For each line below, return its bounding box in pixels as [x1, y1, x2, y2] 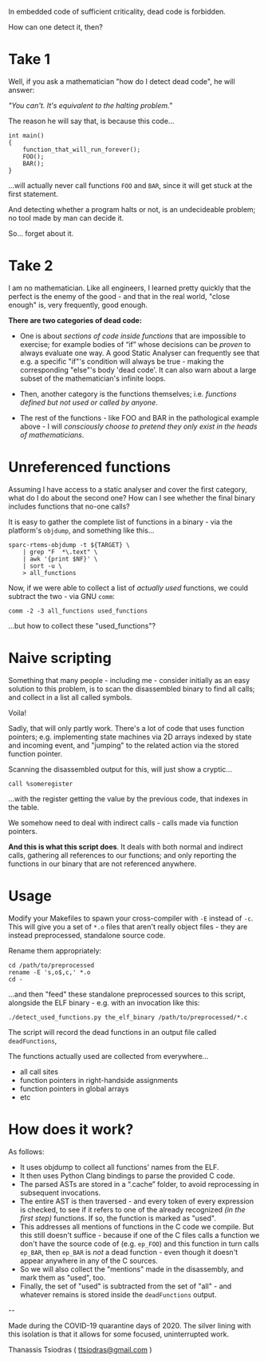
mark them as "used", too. [19, 1272, 106, 1282]
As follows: [8, 1147, 45, 1156]
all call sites [19, 1067, 58, 1076]
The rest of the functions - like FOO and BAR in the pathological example [19, 413, 259, 422]
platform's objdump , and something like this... [8, 525, 155, 535]
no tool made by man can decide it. [8, 213, 124, 222]
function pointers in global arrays [19, 1084, 129, 1093]
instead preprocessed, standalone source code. [8, 930, 166, 940]
